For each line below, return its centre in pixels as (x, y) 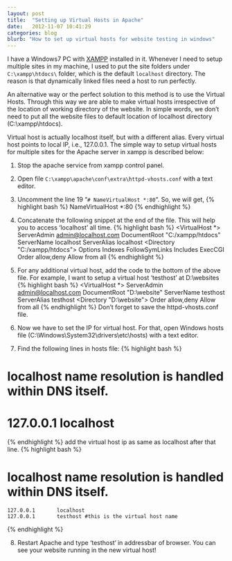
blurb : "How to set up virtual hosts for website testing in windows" (111, 39)
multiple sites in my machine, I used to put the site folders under (99, 66)
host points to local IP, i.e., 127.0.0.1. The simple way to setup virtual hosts (112, 145)
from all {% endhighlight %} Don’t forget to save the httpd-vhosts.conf (118, 307)
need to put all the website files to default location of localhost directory (110, 117)
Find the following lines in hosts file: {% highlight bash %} (99, 349)
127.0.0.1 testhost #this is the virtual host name (92, 517)
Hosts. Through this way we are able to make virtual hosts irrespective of (111, 102)
